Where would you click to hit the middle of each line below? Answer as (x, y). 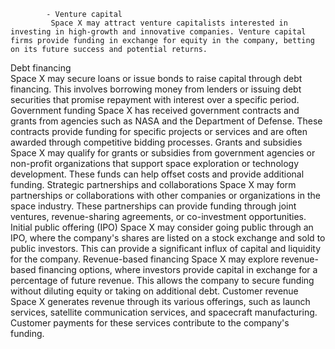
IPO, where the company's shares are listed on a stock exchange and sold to (168, 238)
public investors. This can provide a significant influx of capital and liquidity (166, 248)
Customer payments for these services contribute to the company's (150, 323)
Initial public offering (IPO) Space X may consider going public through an (162, 227)
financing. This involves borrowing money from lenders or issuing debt (156, 89)
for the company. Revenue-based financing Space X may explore (145, 259)
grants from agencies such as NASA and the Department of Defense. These (166, 121)
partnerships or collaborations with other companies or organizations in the (165, 195)
